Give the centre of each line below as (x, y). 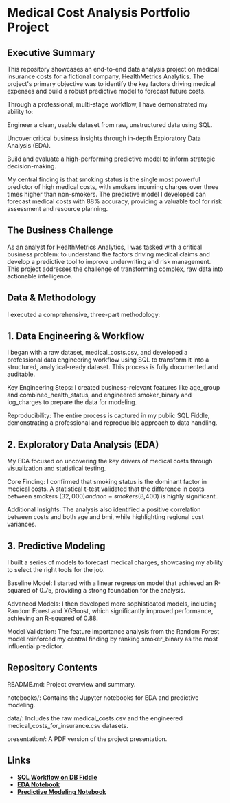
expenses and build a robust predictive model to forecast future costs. (106, 91)
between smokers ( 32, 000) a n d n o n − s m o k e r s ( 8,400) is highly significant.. (113, 496)
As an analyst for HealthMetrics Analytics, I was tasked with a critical (105, 247)
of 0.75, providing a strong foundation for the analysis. (108, 591)
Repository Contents (53, 668)
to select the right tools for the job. (56, 570)
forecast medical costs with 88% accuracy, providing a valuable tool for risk (115, 201)
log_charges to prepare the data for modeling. (72, 402)
